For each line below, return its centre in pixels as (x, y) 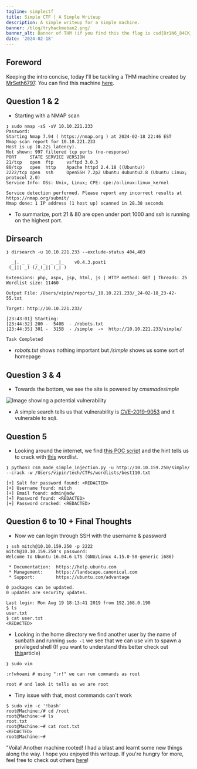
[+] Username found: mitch (39, 488)
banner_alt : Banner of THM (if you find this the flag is (78, 33)
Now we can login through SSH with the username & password (90, 536)
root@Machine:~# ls (30, 716)
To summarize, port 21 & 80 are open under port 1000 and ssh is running (102, 214)
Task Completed (25, 340)
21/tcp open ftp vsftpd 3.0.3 (52, 162)
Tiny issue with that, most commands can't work (73, 695)
